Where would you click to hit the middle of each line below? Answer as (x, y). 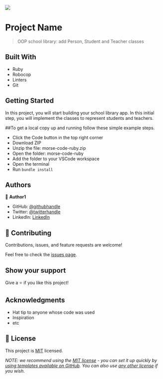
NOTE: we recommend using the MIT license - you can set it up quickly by (81, 360)
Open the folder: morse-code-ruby (48, 153)
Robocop (22, 74)
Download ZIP (27, 143)
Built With (21, 57)
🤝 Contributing (28, 233)
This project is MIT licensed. (34, 351)
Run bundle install (33, 169)
